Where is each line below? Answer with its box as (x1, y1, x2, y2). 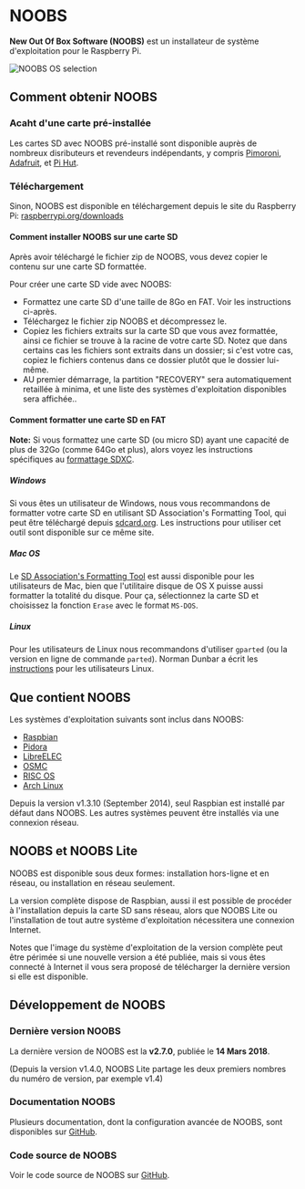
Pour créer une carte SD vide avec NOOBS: (9, 279, 172, 290)
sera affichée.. (22, 393, 77, 404)
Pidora (22, 741, 48, 753)
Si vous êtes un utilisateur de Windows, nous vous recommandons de (9, 498, 270, 509)
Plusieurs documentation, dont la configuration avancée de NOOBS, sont (9, 1116, 283, 1127)
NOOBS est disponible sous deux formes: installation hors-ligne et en (9, 868, 269, 879)
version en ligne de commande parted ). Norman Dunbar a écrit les (9, 653, 259, 664)
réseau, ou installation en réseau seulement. (9, 877, 176, 888)
